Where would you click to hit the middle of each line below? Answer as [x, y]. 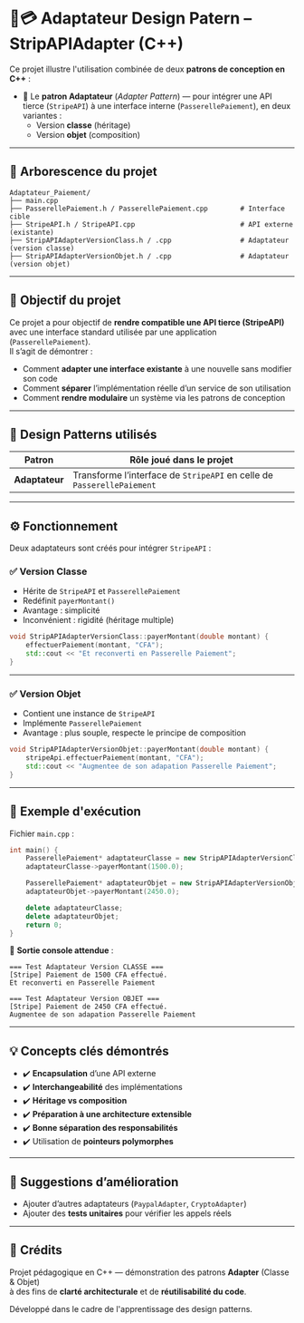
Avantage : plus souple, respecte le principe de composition [134, 733]
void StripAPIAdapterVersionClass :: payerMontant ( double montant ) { [139, 637]
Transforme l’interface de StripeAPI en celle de [173, 475]
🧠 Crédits [36, 1250]
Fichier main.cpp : [42, 833]
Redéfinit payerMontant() [69, 601]
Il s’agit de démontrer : [51, 351]
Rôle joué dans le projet [181, 460]
